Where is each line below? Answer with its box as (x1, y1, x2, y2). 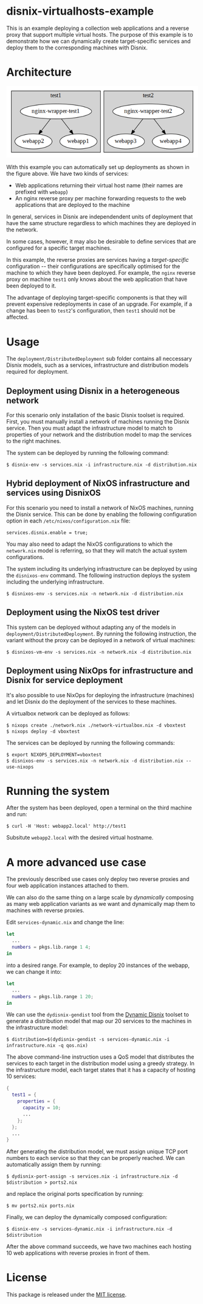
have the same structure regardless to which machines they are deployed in (6, 220, 196, 227)
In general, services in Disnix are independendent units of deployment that (6, 213, 193, 220)
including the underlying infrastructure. (6, 578, 105, 585)
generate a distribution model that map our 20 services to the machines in (6, 1018, 192, 1025)
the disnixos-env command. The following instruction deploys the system (6, 571, 190, 579)
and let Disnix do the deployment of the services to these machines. (6, 698, 177, 705)
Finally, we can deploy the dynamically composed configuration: (6, 1214, 168, 1221)
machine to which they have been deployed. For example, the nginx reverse (6, 269, 196, 277)
